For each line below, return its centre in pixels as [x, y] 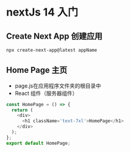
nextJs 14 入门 [42, 12]
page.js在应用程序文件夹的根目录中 [58, 86]
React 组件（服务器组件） [46, 93]
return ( [22, 110]
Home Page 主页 [37, 70]
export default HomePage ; [38, 143]
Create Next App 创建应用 [54, 36]
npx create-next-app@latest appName [52, 50]
